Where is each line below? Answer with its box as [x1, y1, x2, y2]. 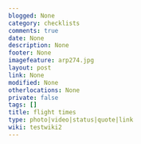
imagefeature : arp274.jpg [8, 57, 94, 65]
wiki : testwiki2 [8, 123, 62, 131]
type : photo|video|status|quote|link [8, 116, 134, 124]
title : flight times [8, 109, 77, 117]
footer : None [8, 49, 52, 57]
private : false [8, 94, 59, 102]
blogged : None [8, 11, 56, 20]
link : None [8, 71, 45, 79]
